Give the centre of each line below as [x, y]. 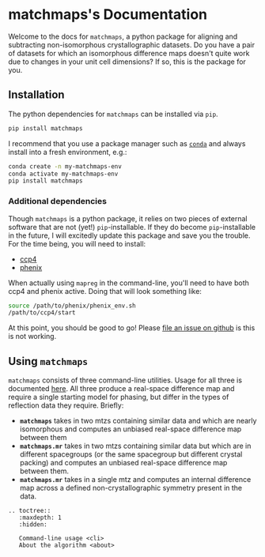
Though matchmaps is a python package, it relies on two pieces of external [128, 218]
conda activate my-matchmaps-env [63, 174]
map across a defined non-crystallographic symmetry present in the [131, 488]
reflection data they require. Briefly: [66, 405]
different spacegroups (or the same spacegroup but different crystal [131, 454]
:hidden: [33, 525]
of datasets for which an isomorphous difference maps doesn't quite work [129, 53]
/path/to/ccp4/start [42, 313]
